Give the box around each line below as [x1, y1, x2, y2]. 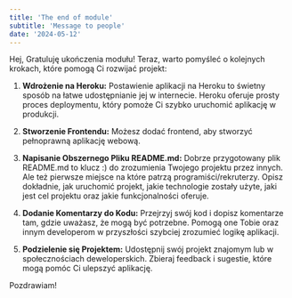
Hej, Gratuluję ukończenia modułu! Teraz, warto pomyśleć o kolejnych [9, 54, 265, 65]
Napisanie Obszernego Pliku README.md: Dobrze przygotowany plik [21, 153, 280, 164]
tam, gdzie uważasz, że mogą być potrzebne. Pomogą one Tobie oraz [21, 217, 279, 228]
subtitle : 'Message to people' [9, 21, 126, 30]
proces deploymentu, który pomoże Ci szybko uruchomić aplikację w [21, 100, 277, 110]
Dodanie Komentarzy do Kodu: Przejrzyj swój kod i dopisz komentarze [21, 208, 284, 219]
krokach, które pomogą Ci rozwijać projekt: [9, 63, 167, 74]
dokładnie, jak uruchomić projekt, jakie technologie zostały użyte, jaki [21, 181, 278, 192]
